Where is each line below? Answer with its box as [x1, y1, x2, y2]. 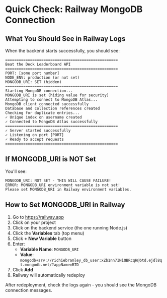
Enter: [12, 241, 25, 247]
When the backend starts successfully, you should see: [5, 48, 120, 53]
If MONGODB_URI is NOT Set [5, 155, 97, 163]
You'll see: [5, 168, 27, 174]
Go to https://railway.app [12, 214, 64, 220]
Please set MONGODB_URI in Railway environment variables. [5, 187, 132, 192]
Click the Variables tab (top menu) [12, 230, 85, 236]
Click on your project [12, 219, 56, 225]
